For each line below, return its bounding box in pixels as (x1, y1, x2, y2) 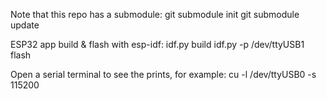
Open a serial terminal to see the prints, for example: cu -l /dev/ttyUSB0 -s (10, 69, 317, 80)
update (10, 19, 40, 31)
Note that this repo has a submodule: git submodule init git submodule (10, 9, 300, 20)
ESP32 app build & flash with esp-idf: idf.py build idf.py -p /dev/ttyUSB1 (10, 39, 305, 50)
